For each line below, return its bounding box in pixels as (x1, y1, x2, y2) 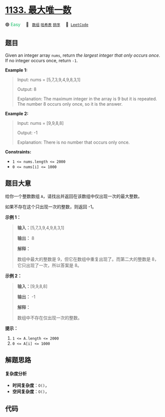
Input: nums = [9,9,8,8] (17, 120, 64, 126)
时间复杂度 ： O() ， (12, 382, 50, 388)
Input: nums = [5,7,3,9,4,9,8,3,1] (17, 76, 81, 82)
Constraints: (5, 149, 32, 154)
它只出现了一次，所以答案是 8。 (17, 262, 82, 268)
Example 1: (5, 67, 28, 73)
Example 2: (5, 111, 29, 116)
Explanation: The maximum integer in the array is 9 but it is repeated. (17, 96, 158, 102)
